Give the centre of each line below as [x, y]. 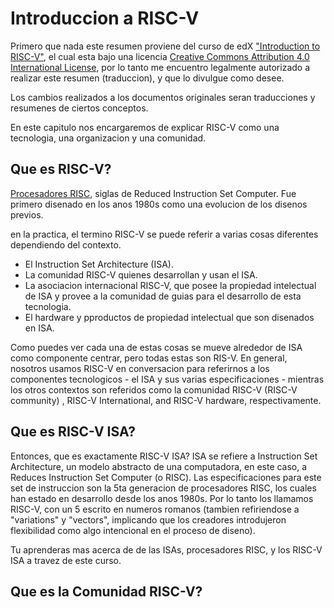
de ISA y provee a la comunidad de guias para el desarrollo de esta [163, 296]
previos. [27, 214]
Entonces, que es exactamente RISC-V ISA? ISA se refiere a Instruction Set [164, 456]
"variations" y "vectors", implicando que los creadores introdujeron [148, 519]
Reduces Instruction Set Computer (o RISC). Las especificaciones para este [166, 477]
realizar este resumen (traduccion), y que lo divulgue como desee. [147, 78]
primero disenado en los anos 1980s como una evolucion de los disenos [159, 204]
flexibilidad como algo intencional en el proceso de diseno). [133, 530]
